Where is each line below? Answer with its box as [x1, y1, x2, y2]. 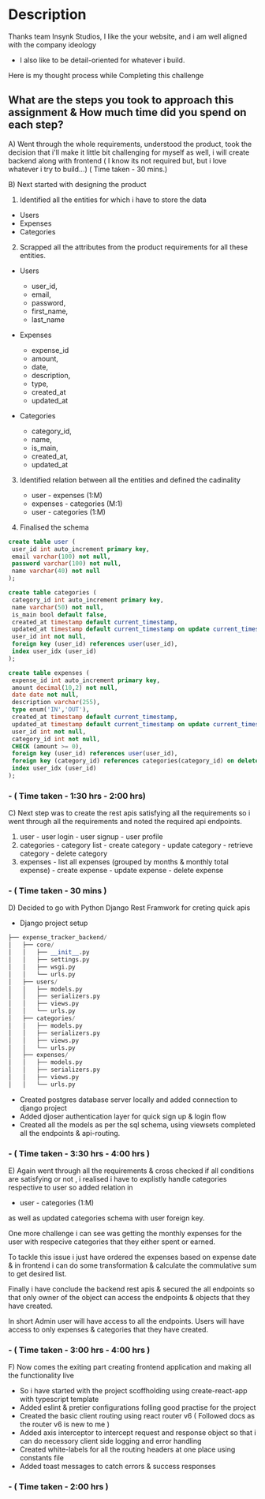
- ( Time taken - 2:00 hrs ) [8, 1482, 109, 1493]
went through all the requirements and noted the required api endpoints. [8, 817, 242, 826]
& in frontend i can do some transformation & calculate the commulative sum [8, 1261, 257, 1270]
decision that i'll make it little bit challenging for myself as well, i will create [8, 148, 250, 157]
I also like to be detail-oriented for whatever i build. [19, 55, 185, 65]
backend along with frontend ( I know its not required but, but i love [8, 156, 227, 165]
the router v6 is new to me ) [19, 1419, 110, 1430]
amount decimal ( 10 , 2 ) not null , [11, 684, 118, 691]
